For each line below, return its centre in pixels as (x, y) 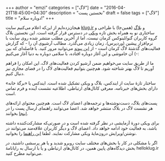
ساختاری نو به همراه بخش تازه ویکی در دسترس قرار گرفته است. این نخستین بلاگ (80, 33)
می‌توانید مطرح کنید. (24, 153)
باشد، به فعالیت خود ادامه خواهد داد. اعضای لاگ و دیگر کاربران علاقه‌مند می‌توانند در (81, 128)
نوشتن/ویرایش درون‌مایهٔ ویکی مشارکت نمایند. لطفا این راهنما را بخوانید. (71, 133)
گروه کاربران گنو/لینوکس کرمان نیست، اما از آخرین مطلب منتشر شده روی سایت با (82, 38)
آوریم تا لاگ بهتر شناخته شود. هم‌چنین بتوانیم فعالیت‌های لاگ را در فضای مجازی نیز (80, 68)
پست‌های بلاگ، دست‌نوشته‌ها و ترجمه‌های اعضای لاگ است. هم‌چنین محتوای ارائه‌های (82, 103)
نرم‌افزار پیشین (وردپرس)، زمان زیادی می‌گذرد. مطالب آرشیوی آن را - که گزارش (79, 43)
